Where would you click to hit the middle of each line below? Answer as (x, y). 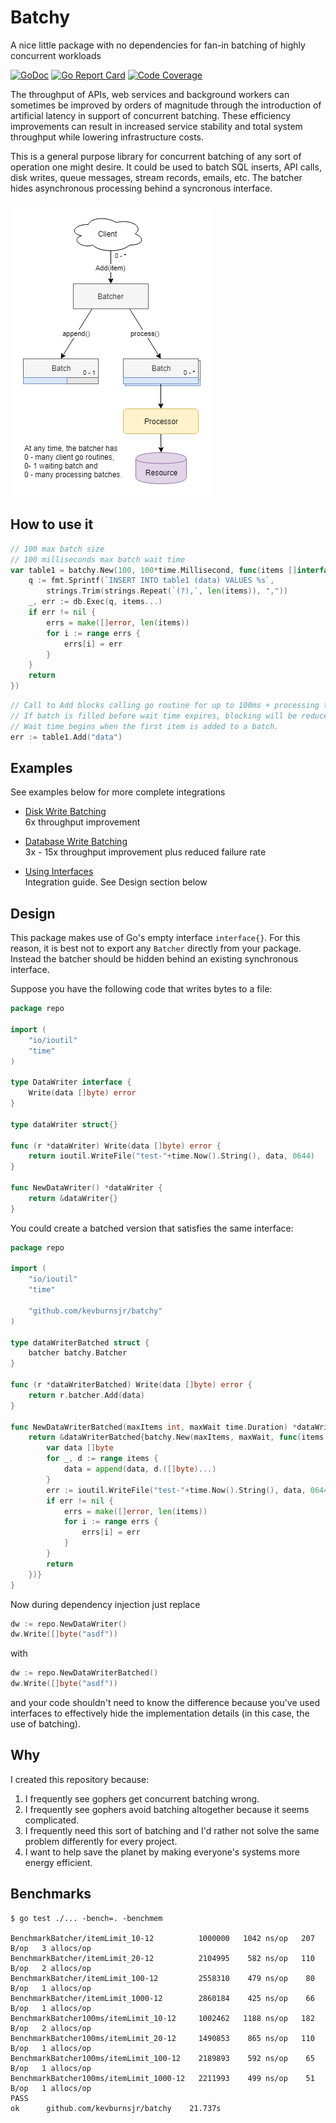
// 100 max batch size (57, 549)
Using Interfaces (59, 872)
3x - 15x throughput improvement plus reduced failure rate (145, 852)
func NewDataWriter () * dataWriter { (86, 1188)
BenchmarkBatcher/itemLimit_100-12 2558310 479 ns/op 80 (162, 1978)
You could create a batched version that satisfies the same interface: (152, 1228)
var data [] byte (80, 1448)
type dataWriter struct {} (64, 1124)
